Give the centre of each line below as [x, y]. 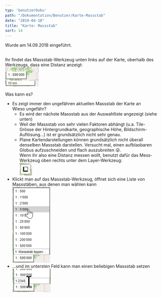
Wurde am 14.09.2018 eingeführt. [38, 45]
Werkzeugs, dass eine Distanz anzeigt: [44, 65]
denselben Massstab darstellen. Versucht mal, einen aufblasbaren [86, 145]
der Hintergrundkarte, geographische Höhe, [79, 130]
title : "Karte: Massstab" [31, 26]
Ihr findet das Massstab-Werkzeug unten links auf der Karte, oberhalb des [80, 60]
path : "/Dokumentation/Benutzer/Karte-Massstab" [55, 15]
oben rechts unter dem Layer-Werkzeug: [82, 161]
